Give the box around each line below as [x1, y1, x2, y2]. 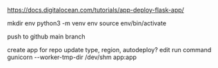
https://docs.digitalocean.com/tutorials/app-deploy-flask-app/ [7, 6, 184, 14]
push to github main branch [7, 32, 86, 41]
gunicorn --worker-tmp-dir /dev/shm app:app [7, 53, 137, 61]
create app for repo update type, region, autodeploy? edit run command [7, 46, 212, 54]
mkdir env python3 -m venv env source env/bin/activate [7, 19, 167, 27]
